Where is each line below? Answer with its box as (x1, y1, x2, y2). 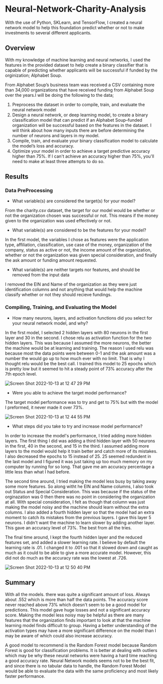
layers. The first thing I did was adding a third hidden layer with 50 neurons (5, 438, 155, 444)
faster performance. (5, 673, 45, 679)
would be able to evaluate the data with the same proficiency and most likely (5, 668, 159, 674)
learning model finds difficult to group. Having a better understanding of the (5, 622, 157, 628)
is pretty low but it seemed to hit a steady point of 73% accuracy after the (5, 366, 153, 372)
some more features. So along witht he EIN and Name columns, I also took (5, 483, 154, 489)
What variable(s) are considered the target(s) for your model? (12, 198, 136, 204)
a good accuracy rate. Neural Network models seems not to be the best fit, (5, 658, 155, 664)
